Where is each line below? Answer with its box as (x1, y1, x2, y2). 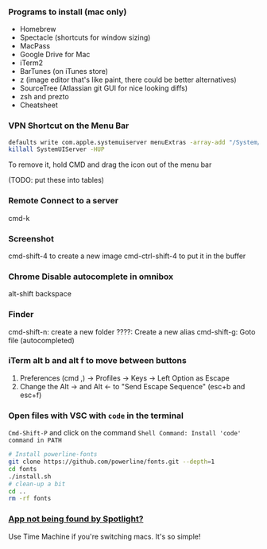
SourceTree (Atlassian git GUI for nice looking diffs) (19, 83, 188, 93)
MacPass (19, 41, 50, 51)
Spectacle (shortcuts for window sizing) (19, 33, 151, 42)
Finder (8, 309, 34, 320)
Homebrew (19, 25, 56, 34)
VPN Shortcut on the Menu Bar (8, 120, 130, 131)
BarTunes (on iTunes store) (19, 67, 109, 76)
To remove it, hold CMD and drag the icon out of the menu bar (8, 160, 212, 169)
